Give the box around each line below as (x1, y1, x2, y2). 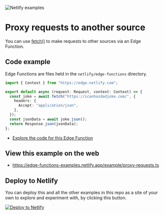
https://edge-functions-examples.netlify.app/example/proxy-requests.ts (12, 162, 160, 168)
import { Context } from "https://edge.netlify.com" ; (5, 80, 119, 85)
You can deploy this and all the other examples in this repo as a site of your (5, 190, 158, 196)
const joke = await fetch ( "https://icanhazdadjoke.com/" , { (9, 94, 136, 99)
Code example (5, 58, 51, 66)
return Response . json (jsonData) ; (9, 121, 79, 126)
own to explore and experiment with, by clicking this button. (5, 195, 127, 201)
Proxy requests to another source (5, 22, 146, 33)
